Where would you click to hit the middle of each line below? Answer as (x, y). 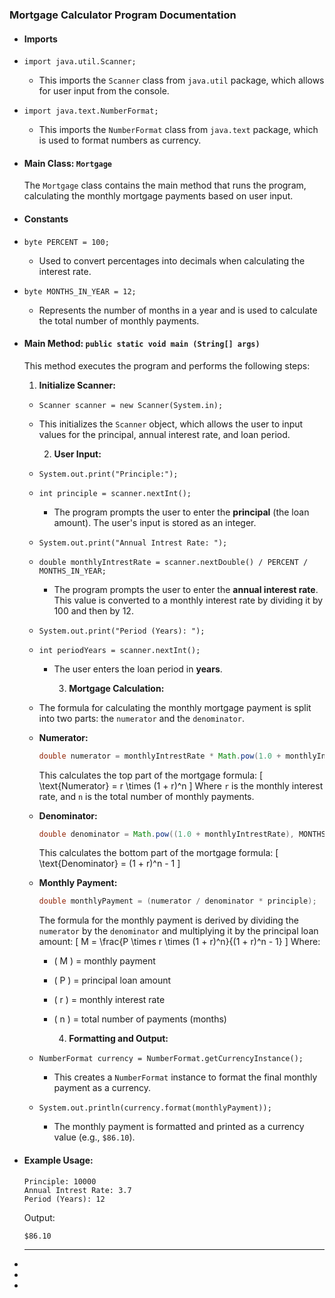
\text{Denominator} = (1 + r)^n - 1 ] (109, 864)
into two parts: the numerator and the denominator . (141, 718)
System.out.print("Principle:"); (108, 474)
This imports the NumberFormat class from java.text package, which (178, 130)
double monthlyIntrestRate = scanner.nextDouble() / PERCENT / (173, 562)
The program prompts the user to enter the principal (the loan (181, 512)
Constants (46, 219)
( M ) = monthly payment (104, 961)
